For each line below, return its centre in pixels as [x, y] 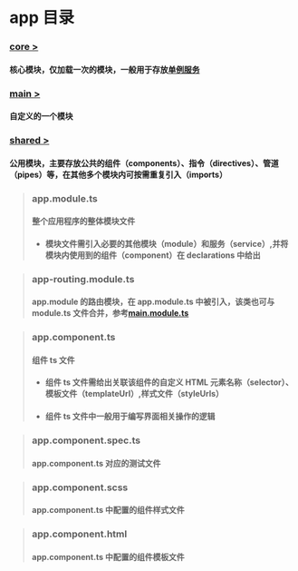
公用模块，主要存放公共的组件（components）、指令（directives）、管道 [144, 162]
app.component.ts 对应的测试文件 [96, 463]
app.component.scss [80, 487]
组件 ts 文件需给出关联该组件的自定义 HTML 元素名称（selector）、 [169, 382]
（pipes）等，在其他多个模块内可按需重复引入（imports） [119, 174]
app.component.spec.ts [86, 440]
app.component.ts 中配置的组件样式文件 [108, 510]
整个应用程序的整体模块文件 [83, 222]
